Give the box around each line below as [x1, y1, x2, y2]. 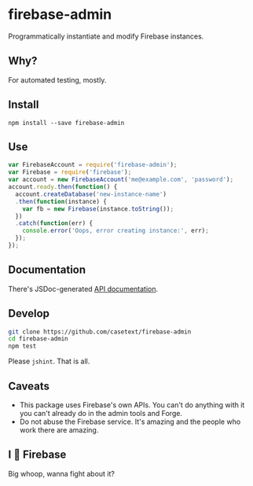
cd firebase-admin [8, 335, 68, 343]
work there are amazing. [19, 425, 99, 434]
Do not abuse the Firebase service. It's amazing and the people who [19, 417, 241, 426]
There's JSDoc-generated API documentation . [8, 284, 159, 293]
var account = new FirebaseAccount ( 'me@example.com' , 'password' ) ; [8, 175, 234, 184]
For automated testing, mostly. [8, 75, 107, 84]
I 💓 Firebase [8, 448, 67, 462]
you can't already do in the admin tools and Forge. [19, 408, 183, 418]
